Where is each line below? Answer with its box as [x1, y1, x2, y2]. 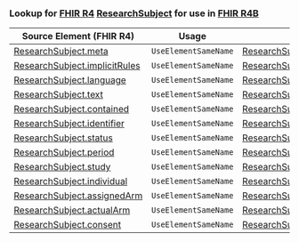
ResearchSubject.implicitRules [13, 60, 141, 72]
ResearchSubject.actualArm [13, 204, 131, 216]
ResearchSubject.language [13, 74, 126, 86]
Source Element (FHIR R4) [21, 30, 135, 43]
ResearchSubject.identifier [13, 117, 125, 130]
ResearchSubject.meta [13, 45, 109, 58]
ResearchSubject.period [13, 146, 115, 158]
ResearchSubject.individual [13, 175, 128, 188]
